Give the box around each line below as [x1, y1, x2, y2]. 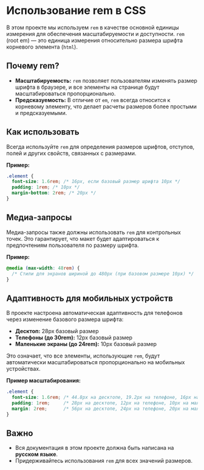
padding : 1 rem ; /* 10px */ [12, 184, 80, 190]
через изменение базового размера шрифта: [6, 316, 124, 323]
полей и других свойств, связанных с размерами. [6, 150, 137, 157]
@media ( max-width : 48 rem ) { [6, 265, 80, 271]
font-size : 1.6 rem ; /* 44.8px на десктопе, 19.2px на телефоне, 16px [12, 395, 191, 401]
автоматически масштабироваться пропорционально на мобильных [6, 359, 185, 366]
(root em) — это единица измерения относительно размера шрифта [6, 36, 183, 44]
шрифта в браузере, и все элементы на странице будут [15, 83, 160, 91]
